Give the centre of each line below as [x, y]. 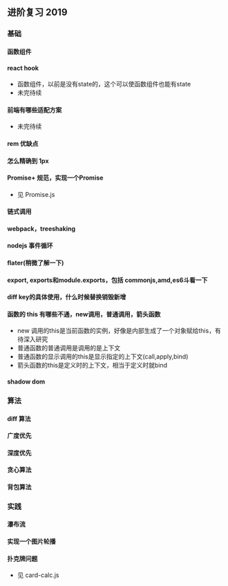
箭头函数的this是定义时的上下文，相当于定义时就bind [92, 366]
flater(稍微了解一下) [36, 263]
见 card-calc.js [38, 575]
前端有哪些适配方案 [35, 110]
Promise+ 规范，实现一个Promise [55, 178]
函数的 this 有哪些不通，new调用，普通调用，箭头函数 [84, 314]
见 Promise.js [36, 194]
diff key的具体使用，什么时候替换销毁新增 [67, 297]
